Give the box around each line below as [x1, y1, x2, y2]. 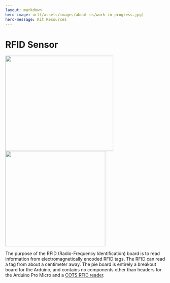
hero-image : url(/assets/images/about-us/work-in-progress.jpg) [5, 12, 144, 17]
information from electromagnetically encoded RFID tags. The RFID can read [5, 256, 165, 262]
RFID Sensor [5, 39, 58, 50]
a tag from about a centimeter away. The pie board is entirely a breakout [5, 261, 156, 267]
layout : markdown [5, 7, 42, 13]
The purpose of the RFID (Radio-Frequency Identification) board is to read [5, 250, 160, 257]
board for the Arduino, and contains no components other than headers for [5, 267, 162, 273]
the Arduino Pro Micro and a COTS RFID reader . [5, 272, 105, 278]
